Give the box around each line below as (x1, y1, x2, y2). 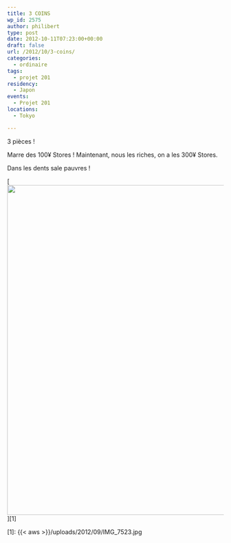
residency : (7, 80, 38, 87)
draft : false (7, 42, 45, 49)
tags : (7, 67, 23, 74)
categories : (7, 55, 41, 62)
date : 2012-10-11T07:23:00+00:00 (7, 36, 103, 43)
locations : (7, 106, 38, 113)
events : (7, 93, 30, 100)
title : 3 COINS (7, 10, 51, 17)
